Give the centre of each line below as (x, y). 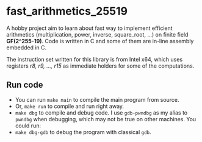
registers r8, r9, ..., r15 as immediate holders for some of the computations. (100, 66)
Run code (25, 85)
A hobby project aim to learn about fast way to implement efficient (89, 28)
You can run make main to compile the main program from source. (97, 99)
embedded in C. (27, 48)
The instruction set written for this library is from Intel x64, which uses (95, 59)
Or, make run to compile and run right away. (69, 106)
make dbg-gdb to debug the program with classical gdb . (83, 132)
